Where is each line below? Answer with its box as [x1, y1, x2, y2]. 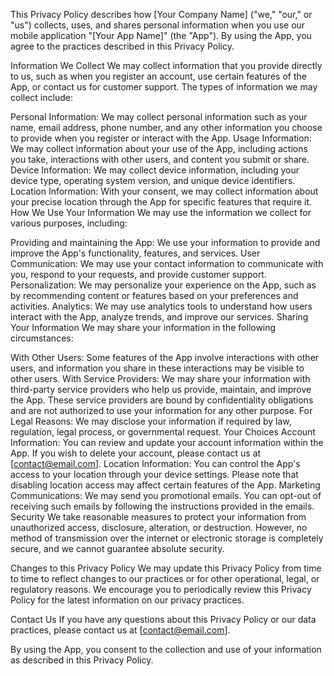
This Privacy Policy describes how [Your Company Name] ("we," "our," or [10, 9, 313, 20]
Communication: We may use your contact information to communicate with [10, 258, 324, 269]
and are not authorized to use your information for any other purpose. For [10, 405, 313, 416]
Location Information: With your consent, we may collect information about [10, 185, 319, 197]
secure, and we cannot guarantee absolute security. [10, 543, 225, 554]
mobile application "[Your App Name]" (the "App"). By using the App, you [10, 30, 312, 41]
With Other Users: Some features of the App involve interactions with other [10, 352, 320, 363]
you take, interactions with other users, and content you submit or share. [10, 154, 310, 165]
